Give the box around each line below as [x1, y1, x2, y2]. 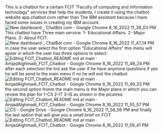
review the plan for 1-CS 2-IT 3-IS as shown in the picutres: [5, 91, 124, 97]
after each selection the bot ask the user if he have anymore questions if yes [5, 66, 158, 72]
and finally [130, 107, 152, 113]
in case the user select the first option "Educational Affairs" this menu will [5, 45, 152, 51]
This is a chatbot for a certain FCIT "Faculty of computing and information [5, 4, 153, 10]
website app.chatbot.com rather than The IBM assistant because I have [5, 15, 148, 20]
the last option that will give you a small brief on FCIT [5, 112, 111, 118]
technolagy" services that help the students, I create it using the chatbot [5, 9, 149, 15]
